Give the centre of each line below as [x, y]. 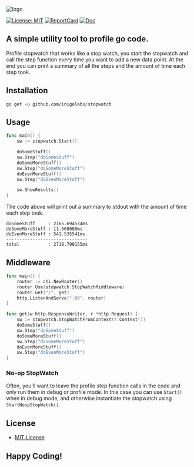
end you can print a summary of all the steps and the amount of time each [96, 65]
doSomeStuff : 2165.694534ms [47, 224]
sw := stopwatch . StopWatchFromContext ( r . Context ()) [81, 320]
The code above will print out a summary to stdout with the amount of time [96, 207]
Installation [27, 91]
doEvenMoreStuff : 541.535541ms [46, 234]
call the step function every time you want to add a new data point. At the [95, 60]
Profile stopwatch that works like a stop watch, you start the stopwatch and [97, 53]
